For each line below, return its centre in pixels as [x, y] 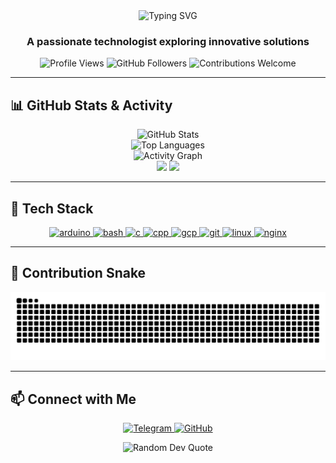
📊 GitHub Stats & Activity [91, 105]
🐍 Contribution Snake [78, 273]
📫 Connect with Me [73, 399]
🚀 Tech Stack [52, 208]
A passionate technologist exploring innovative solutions [168, 41]
